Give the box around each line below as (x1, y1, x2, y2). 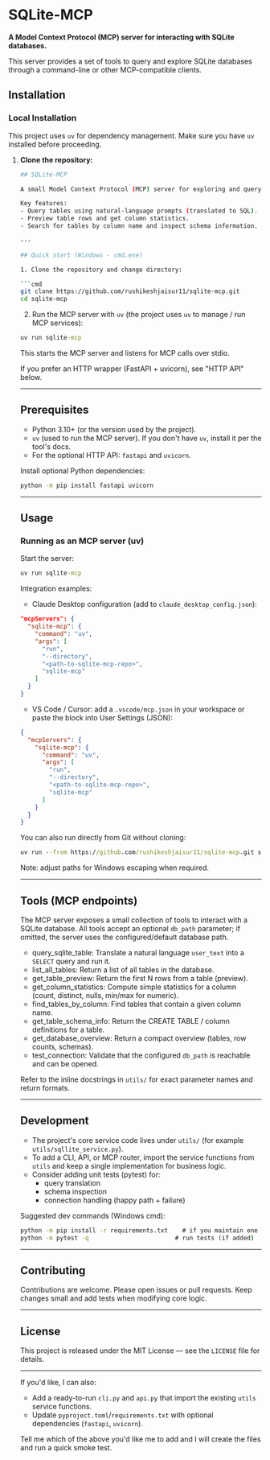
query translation (43, 1177, 100, 1188)
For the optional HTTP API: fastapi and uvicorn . (31, 450, 191, 460)
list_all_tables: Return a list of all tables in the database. (31, 964, 215, 975)
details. (19, 1355, 45, 1364)
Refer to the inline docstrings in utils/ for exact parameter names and (19, 1074, 253, 1084)
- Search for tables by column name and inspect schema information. (19, 222, 259, 230)
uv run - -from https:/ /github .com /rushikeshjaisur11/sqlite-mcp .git (19, 848, 255, 856)
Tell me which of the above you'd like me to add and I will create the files (19, 1434, 261, 1444)
